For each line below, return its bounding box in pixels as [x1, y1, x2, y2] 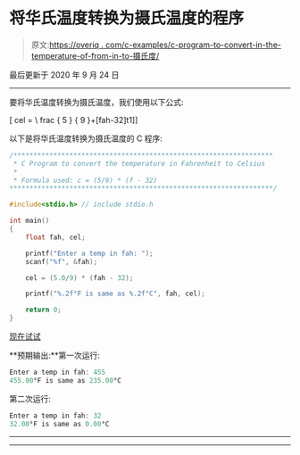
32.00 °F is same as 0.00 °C [9, 419, 110, 428]
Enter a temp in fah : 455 [9, 368, 105, 377]
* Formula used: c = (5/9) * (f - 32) [12, 176, 158, 185]
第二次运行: [9, 393, 52, 404]
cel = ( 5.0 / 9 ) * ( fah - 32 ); [25, 273, 134, 282]
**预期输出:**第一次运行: [9, 350, 101, 361]
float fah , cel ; [25, 233, 87, 242]
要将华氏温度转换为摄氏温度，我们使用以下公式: [9, 96, 185, 107]
